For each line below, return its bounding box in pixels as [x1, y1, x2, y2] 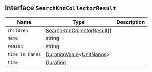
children [7, 27, 28, 33]
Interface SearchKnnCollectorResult [5, 4, 116, 12]
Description [116, 18, 145, 25]
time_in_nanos [7, 51, 41, 57]
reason [7, 43, 23, 49]
